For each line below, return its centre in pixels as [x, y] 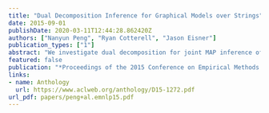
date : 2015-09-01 [37, 23]
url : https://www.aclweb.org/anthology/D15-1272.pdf [105, 90]
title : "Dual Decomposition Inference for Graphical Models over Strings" [136, 16]
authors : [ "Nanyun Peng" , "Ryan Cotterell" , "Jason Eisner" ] [112, 38]
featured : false [35, 60]
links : [19, 75]
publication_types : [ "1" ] [51, 45]
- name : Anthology [39, 82]
